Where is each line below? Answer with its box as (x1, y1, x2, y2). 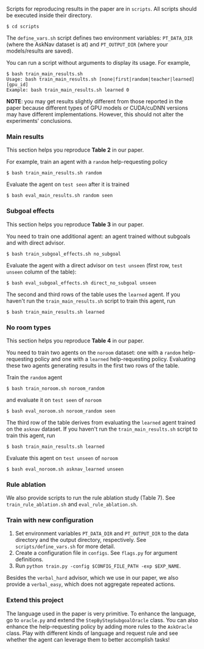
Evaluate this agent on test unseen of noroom (6, 454, 118, 461)
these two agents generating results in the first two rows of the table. (6, 362, 180, 369)
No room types (6, 323, 51, 332)
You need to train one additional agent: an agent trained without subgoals (6, 232, 191, 240)
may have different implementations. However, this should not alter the (6, 111, 184, 118)
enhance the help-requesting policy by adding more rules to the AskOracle (6, 623, 193, 630)
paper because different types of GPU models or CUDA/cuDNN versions (6, 104, 188, 111)
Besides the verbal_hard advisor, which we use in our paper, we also (6, 574, 178, 582)
